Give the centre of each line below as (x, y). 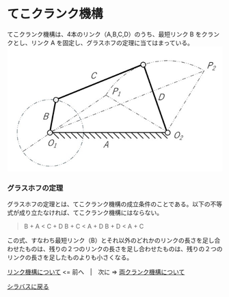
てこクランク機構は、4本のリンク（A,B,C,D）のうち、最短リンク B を (104, 34)
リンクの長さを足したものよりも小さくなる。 (70, 257)
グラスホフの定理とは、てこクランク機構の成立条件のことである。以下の (109, 204)
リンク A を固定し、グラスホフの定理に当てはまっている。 (112, 42)
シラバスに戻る (28, 287)
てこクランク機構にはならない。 (118, 213)
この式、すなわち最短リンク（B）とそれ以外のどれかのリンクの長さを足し (111, 240)
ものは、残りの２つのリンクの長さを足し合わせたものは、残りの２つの (124, 249)
